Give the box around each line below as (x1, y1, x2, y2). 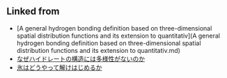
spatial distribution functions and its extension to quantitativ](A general (16, 31, 221, 40)
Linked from (6, 6, 60, 17)
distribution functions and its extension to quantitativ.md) (16, 46, 180, 54)
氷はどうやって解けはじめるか (16, 63, 102, 72)
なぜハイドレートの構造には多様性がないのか (16, 54, 146, 63)
